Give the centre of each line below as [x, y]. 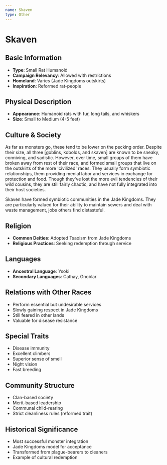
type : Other [18, 15]
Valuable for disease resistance [45, 320]
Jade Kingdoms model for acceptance [52, 447]
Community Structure [40, 385]
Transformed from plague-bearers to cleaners [60, 452]
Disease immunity [31, 348]
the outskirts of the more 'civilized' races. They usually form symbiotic [78, 168]
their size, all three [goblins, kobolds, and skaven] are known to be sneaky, [82, 152]
